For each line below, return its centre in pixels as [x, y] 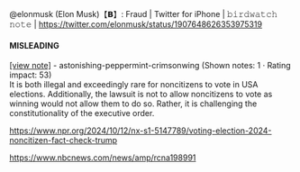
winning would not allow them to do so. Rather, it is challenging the [133, 104]
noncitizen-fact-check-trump [64, 140]
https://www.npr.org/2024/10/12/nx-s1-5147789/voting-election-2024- [141, 131]
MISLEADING [35, 45]
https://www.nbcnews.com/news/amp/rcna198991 [103, 158]
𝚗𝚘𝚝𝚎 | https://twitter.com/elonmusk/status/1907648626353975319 [136, 24]
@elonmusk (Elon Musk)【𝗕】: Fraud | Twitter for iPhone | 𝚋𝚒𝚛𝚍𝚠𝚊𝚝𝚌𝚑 [143, 14]
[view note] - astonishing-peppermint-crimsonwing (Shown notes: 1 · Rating [150, 66]
